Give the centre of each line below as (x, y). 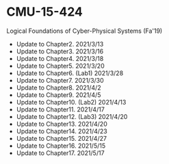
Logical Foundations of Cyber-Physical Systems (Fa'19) (84, 31)
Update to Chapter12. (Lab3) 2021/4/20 (72, 116)
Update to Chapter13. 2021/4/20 (62, 124)
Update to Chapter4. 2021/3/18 (60, 58)
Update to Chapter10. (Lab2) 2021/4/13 (71, 102)
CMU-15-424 (45, 12)
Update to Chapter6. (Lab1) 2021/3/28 (70, 73)
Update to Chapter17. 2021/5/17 (60, 153)
